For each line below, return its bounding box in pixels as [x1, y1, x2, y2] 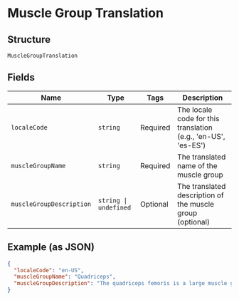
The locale [177, 105, 213, 115]
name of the [177, 160, 218, 170]
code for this [177, 113, 220, 123]
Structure [7, 33, 51, 46]
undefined [98, 203, 132, 212]
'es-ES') [177, 140, 206, 150]
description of [177, 190, 224, 200]
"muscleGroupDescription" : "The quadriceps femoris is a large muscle [14, 280, 228, 287]
